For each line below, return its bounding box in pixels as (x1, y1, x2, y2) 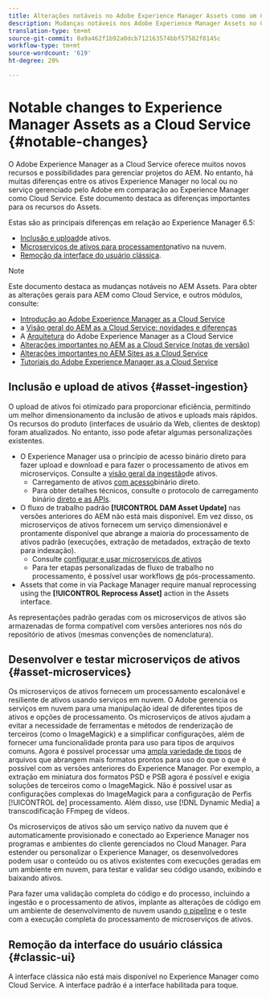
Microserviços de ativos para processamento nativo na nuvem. (19, 241, 227, 251)
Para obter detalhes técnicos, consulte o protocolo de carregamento (31, 485, 259, 495)
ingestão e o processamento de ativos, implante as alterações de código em (8, 897, 261, 907)
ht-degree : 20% (8, 57, 59, 65)
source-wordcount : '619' (8, 49, 92, 57)
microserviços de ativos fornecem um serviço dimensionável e (19, 520, 228, 530)
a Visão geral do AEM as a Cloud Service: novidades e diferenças (19, 323, 237, 332)
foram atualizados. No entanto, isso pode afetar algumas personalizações (8, 427, 253, 437)
